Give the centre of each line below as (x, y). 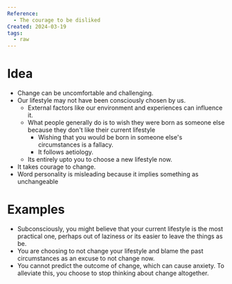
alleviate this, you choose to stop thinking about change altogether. (113, 273)
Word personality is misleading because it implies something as (108, 174)
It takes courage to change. (56, 167)
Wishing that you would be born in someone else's (110, 137)
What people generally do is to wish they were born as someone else (126, 123)
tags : (15, 33)
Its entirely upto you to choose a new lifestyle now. (100, 160)
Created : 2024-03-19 (37, 26)
